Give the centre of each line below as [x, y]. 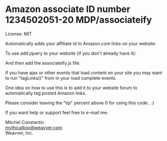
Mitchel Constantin [25, 122]
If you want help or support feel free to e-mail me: [57, 112]
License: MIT [19, 34]
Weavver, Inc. [19, 133]
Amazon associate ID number [68, 9]
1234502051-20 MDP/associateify [78, 20]
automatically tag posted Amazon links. [46, 93]
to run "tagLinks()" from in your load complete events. [61, 78]
